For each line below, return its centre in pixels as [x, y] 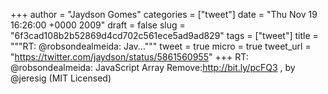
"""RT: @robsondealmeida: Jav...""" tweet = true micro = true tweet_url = [161, 46]
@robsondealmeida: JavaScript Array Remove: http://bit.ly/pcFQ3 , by [153, 67]
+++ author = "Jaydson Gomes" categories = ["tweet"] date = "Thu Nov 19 [164, 14]
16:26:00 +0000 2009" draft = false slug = [98, 25]
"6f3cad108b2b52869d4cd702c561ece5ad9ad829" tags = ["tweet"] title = [164, 35]
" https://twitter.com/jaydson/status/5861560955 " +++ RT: [129, 57]
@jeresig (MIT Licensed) [61, 78]
